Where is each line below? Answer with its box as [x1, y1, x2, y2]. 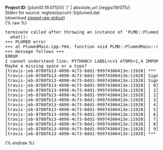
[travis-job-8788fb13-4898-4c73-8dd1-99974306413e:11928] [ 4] [5, 102, 159, 107]
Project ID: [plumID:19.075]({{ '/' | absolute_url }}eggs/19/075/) [5, 5, 130, 10]
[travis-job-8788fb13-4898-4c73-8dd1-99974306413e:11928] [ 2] [5, 92, 159, 98]
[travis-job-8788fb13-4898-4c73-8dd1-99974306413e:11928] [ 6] [5, 112, 159, 117]
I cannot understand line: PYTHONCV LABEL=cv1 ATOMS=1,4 [5, 59, 144, 64]
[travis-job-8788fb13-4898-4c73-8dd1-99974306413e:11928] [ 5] [5, 107, 159, 112]
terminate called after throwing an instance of [5, 30, 123, 35]
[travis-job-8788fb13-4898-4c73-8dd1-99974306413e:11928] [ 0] [5, 83, 159, 88]
